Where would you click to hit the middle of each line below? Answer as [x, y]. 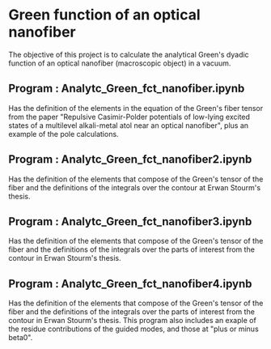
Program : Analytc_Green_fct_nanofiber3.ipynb [130, 221]
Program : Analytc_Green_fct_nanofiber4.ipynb [130, 284]
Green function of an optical [104, 15]
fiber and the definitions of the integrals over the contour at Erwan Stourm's [135, 187]
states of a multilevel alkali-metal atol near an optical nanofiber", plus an [129, 125]
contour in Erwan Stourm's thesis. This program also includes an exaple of [132, 321]
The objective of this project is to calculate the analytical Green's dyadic [129, 54]
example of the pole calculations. [64, 134]
